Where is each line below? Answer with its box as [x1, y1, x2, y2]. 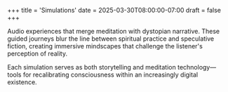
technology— [177, 63, 216, 71]
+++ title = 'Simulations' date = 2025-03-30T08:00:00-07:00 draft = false [7, 6, 221, 14]
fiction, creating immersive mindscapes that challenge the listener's [7, 42, 203, 50]
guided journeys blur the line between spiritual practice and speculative [7, 34, 215, 43]
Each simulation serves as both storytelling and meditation [7, 63, 177, 71]
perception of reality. [7, 49, 68, 58]
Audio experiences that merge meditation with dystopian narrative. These [7, 27, 220, 35]
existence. [7, 78, 37, 86]
